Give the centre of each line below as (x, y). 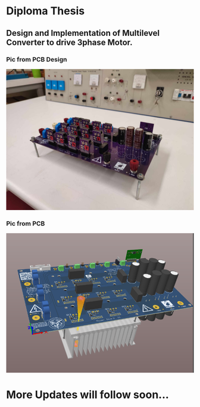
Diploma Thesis (46, 11)
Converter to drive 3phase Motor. (69, 42)
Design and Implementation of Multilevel (83, 33)
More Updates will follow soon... (88, 394)
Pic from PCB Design (37, 59)
